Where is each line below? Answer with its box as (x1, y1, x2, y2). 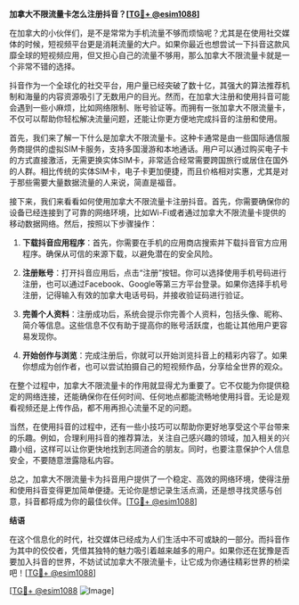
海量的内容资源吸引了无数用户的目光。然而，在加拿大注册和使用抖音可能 (24, 91, 290, 102)
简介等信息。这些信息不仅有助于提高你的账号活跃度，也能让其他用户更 (21, 320, 280, 330)
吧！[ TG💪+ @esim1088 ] (9, 568, 96, 578)
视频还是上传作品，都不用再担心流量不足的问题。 (16, 402, 197, 413)
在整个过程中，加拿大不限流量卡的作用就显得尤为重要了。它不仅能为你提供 (9, 380, 282, 391)
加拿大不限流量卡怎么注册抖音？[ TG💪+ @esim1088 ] (9, 9, 200, 19)
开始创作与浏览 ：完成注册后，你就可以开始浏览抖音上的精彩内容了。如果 (21, 350, 287, 361)
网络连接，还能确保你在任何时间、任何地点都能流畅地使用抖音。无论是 (24, 392, 282, 402)
